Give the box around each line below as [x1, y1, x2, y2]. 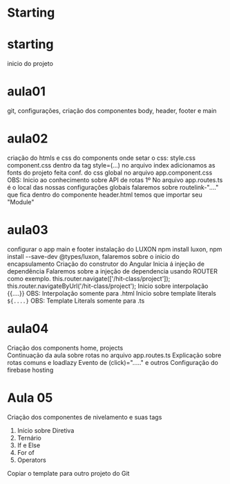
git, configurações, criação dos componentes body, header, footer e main [7, 107, 217, 115]
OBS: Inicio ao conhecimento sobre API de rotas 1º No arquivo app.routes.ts [7, 176, 223, 184]
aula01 [7, 84, 46, 100]
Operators [17, 456, 46, 464]
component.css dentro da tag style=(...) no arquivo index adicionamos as [7, 161, 215, 169]
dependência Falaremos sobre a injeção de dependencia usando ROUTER [7, 267, 218, 275]
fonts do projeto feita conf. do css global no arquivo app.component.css [7, 168, 213, 177]
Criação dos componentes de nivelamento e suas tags [7, 413, 162, 421]
